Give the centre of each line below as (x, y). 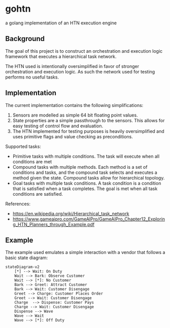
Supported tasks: (23, 146)
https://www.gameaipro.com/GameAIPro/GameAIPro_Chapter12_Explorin (89, 219)
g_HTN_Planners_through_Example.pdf (54, 224)
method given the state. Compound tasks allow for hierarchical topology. (89, 177)
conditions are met (32, 161)
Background (25, 39)
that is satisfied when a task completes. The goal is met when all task (85, 189)
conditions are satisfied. (38, 194)
